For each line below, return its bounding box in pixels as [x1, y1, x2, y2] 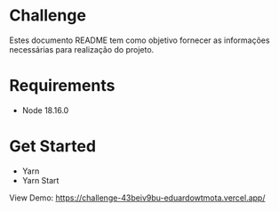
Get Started [9, 136, 96, 157]
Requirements [9, 76, 116, 96]
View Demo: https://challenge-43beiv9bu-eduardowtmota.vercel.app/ [9, 192, 266, 203]
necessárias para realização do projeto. [9, 44, 155, 54]
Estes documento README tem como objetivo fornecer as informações [9, 35, 270, 45]
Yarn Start [21, 175, 60, 185]
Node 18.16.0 [21, 104, 69, 116]
